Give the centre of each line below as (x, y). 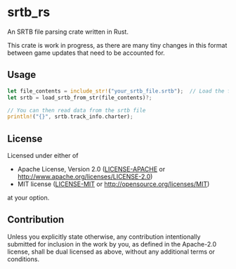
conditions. (24, 259)
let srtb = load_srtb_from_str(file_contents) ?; (80, 98)
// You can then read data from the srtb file (77, 110)
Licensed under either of (43, 156)
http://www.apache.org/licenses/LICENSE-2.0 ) (85, 177)
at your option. (28, 198)
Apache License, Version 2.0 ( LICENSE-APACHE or (91, 169)
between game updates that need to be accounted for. (86, 53)
